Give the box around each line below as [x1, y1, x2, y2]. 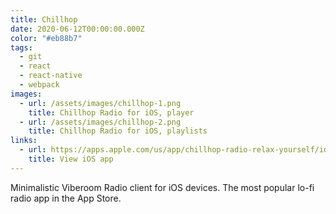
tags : [10, 42, 33, 53]
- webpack [19, 80, 60, 90]
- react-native [19, 71, 83, 81]
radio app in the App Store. [10, 192, 122, 204]
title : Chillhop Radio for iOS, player [28, 107, 195, 118]
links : [10, 136, 38, 146]
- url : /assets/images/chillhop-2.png [19, 117, 182, 127]
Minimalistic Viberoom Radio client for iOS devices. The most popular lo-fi [10, 181, 315, 193]
